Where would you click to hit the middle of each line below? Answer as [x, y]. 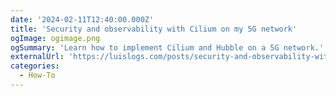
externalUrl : [37, 57]
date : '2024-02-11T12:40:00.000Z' [82, 19]
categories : [35, 66]
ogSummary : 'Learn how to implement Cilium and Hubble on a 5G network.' [167, 47]
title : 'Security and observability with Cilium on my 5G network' [154, 29]
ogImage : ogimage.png [55, 38]
